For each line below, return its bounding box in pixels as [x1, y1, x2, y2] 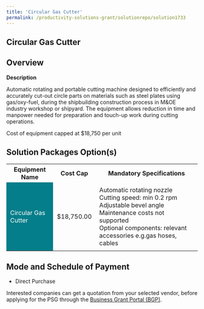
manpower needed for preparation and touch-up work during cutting [6, 111, 178, 118]
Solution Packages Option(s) [6, 147, 117, 158]
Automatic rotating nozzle [99, 186, 173, 194]
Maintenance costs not [99, 208, 165, 217]
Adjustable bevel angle [99, 201, 165, 209]
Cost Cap [60, 169, 89, 177]
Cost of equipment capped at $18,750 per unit [6, 129, 121, 137]
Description [6, 73, 37, 81]
